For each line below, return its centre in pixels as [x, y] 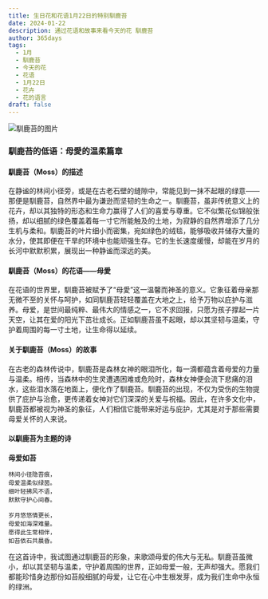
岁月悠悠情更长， [32, 515]
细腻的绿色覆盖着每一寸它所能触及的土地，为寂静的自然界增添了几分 [148, 221]
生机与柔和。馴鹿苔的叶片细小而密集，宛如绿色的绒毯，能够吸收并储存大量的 [134, 231]
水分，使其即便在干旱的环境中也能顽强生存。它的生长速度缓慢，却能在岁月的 [134, 241]
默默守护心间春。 [32, 500]
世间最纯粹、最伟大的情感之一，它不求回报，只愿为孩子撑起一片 [155, 310]
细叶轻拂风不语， [32, 491]
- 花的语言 [31, 97]
